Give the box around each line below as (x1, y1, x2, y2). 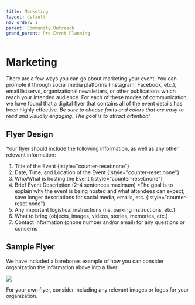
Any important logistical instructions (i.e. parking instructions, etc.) (14, 206, 176, 213)
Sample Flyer (6, 242, 56, 252)
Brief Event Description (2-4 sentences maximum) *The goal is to (14, 181, 173, 188)
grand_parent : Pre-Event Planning (6, 30, 91, 36)
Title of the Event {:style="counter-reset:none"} (14, 162, 130, 170)
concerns (14, 225, 38, 232)
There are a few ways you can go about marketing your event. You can (6, 75, 177, 82)
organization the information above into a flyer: (6, 263, 119, 270)
